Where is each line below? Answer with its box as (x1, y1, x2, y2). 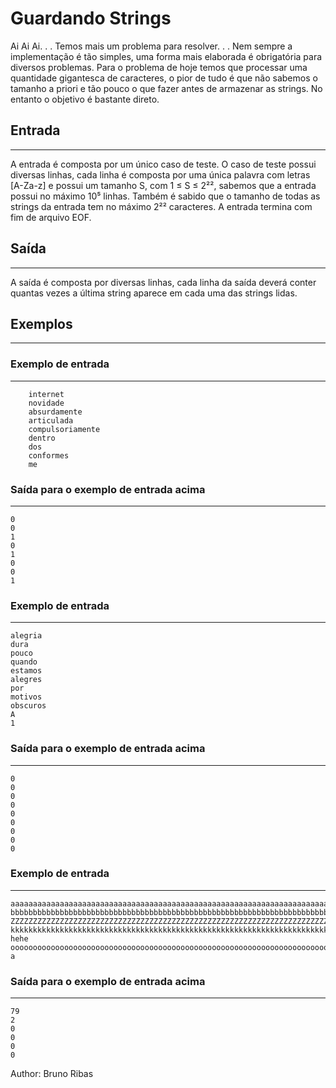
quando (10, 657, 38, 667)
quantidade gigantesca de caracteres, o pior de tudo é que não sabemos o (10, 72, 318, 84)
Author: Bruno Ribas (10, 1068, 94, 1080)
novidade (28, 398, 65, 408)
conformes (28, 450, 70, 461)
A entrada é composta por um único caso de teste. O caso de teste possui (10, 158, 317, 170)
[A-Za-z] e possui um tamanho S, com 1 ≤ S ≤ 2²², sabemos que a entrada (10, 179, 317, 191)
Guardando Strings (10, 7, 172, 30)
